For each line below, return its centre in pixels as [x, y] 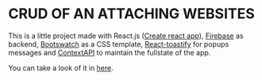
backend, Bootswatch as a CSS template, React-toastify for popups [119, 44]
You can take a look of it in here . [61, 67]
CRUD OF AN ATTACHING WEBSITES [132, 14]
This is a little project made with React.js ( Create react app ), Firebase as [126, 36]
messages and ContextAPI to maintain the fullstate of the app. [110, 52]
